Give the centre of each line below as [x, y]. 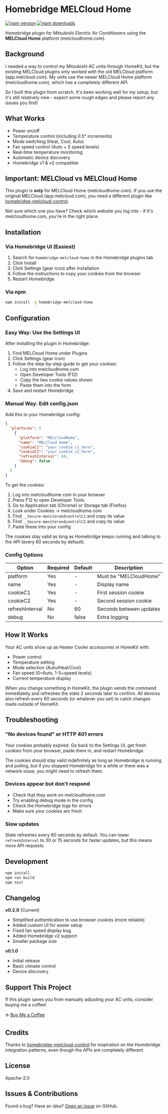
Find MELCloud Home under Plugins [50, 353]
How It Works [27, 635]
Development [27, 861]
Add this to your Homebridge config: [43, 415]
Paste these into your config [42, 526]
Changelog [23, 898]
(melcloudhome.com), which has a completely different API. [67, 82]
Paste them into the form [45, 385]
